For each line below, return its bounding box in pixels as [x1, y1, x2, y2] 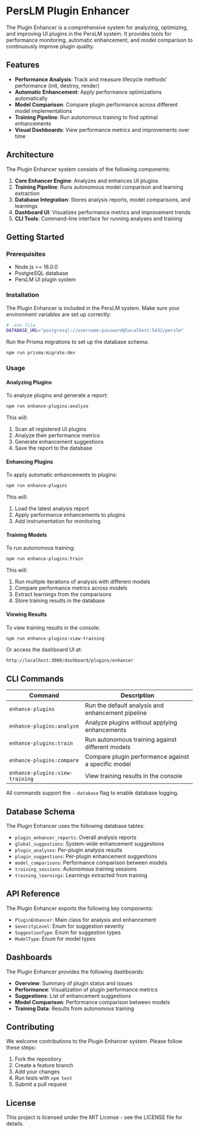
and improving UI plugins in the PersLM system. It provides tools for [6, 30, 172, 37]
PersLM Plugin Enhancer [6, 4, 130, 18]
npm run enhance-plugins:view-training [6, 635, 105, 641]
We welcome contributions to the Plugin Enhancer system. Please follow [6, 1038, 182, 1045]
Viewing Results [6, 611, 47, 618]
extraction [14, 189, 40, 197]
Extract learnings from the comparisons [14, 591, 112, 598]
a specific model [85, 760, 131, 769]
